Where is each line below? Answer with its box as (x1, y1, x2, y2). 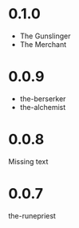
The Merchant (19, 39, 67, 49)
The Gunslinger (19, 31, 71, 41)
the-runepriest (8, 210, 56, 220)
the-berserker (19, 93, 66, 104)
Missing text (8, 156, 49, 166)
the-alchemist (19, 102, 66, 112)
